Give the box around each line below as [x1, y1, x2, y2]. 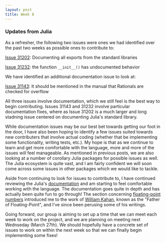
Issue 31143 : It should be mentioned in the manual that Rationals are [5, 83, 144, 89]
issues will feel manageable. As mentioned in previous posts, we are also [5, 150, 154, 156]
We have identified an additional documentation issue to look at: [5, 73, 136, 79]
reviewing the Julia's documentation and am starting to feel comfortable [5, 181, 153, 186]
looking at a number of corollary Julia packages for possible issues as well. [5, 155, 159, 161]
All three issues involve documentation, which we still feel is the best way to [5, 98, 160, 104]
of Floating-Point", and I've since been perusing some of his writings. [5, 201, 147, 207]
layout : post [5, 7, 32, 12]
